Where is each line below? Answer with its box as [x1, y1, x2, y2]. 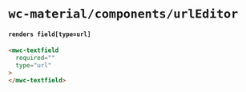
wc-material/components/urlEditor [8, 6, 239, 22]
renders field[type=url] [8, 30, 91, 38]
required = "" [15, 54, 56, 62]
